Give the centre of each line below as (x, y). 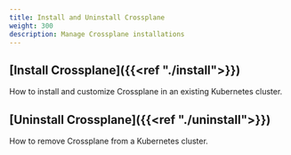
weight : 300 (31, 26)
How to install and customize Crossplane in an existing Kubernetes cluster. (146, 92)
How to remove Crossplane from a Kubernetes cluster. (109, 141)
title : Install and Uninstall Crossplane (87, 17)
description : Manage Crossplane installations (97, 34)
